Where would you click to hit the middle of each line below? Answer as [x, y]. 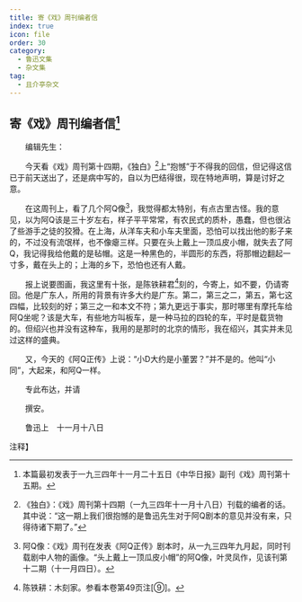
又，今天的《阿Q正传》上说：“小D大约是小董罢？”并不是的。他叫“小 [150, 359]
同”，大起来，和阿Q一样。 [58, 370]
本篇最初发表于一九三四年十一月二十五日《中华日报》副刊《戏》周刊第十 [156, 474]
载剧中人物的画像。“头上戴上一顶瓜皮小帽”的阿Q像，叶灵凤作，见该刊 [151, 557]
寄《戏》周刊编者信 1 [65, 122]
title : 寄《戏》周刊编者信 [54, 18]
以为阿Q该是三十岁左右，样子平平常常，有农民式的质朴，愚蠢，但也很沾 [158, 219]
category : [28, 51]
